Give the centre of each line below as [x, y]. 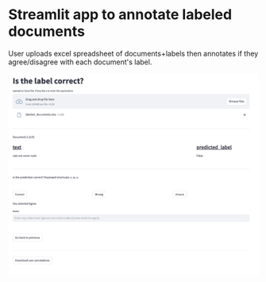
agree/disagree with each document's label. [80, 62]
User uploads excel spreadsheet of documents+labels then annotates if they [133, 53]
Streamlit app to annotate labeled [120, 15]
